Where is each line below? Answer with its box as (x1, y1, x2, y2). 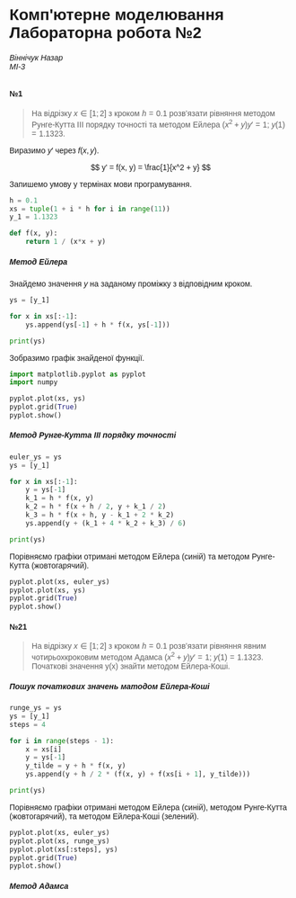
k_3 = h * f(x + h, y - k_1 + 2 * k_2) (25, 510, 175, 520)
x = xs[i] (25, 744, 63, 754)
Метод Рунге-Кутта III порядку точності (9, 430, 177, 441)
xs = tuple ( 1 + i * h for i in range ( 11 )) (9, 204, 170, 213)
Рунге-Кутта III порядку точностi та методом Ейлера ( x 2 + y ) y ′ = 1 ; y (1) (30, 118, 285, 130)
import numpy (9, 378, 58, 387)
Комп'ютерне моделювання (9, 5, 224, 24)
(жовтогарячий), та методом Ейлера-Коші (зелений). (9, 811, 199, 822)
